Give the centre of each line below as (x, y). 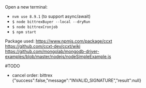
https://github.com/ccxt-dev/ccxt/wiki (43, 46)
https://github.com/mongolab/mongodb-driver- (52, 51)
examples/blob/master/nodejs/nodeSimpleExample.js (58, 57)
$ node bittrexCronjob (35, 27)
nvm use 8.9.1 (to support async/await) (51, 16)
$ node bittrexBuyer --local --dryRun (51, 22)
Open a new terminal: (26, 7)
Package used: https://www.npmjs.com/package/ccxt (59, 41)
